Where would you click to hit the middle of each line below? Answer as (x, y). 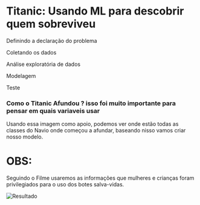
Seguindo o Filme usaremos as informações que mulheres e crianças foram (100, 178)
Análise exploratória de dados (43, 64)
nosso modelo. (25, 137)
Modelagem (21, 76)
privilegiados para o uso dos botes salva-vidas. (65, 184)
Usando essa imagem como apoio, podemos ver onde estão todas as (92, 124)
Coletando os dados (31, 52)
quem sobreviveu (51, 24)
